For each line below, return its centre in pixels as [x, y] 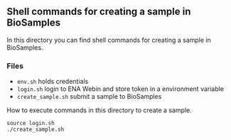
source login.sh [31, 124]
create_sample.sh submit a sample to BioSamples [89, 97]
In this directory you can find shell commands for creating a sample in [109, 40]
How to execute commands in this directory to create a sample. [100, 110]
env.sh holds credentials [53, 82]
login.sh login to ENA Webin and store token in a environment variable [120, 89]
